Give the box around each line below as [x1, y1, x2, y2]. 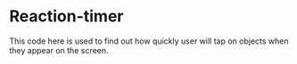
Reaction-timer [9, 6, 124, 27]
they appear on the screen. [9, 44, 109, 55]
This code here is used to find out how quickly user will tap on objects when [9, 36, 289, 46]
